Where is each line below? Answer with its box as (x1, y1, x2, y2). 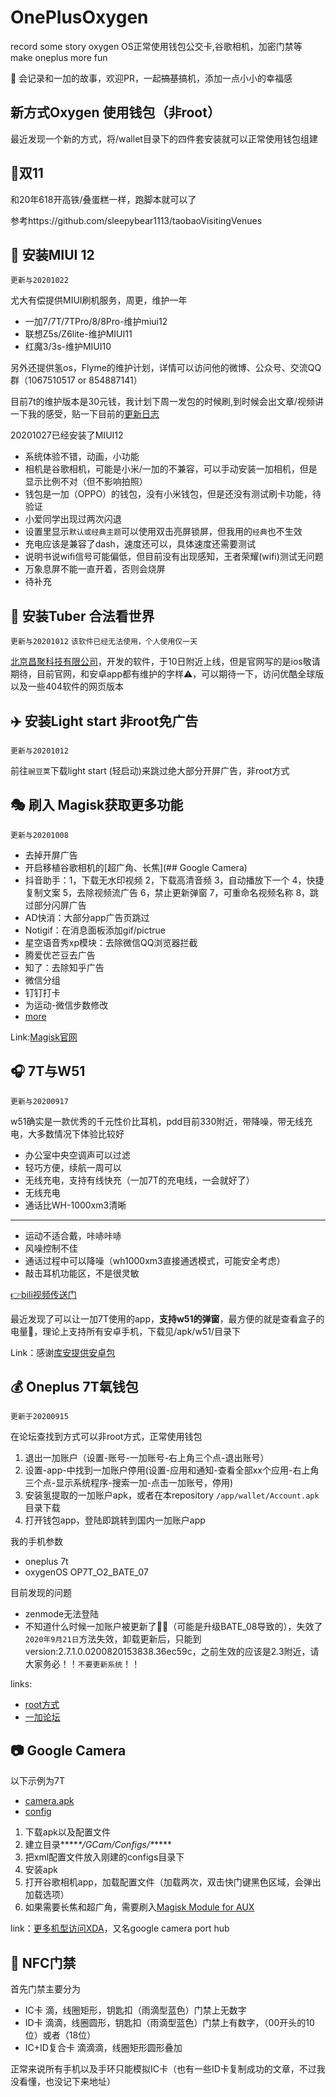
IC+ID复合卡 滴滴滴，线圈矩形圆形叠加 (24, 2042, 183, 2054)
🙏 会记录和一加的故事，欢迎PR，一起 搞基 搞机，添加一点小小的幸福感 (10, 72, 293, 84)
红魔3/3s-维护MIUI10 (24, 341, 112, 353)
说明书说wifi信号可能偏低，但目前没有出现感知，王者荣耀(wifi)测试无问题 (24, 551, 324, 563)
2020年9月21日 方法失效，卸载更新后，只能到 (24, 1633, 202, 1645)
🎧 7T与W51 (10, 1063, 86, 1080)
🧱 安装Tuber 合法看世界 (10, 607, 155, 625)
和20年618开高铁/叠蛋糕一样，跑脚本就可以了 (10, 193, 197, 205)
